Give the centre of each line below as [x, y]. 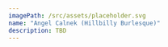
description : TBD [38, 30]
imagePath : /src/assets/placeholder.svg [78, 16]
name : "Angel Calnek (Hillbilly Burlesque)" [84, 23]
